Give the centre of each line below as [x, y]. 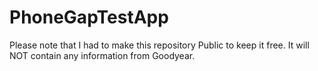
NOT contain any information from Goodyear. [102, 55]
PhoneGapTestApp [89, 17]
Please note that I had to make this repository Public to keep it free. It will [159, 45]
